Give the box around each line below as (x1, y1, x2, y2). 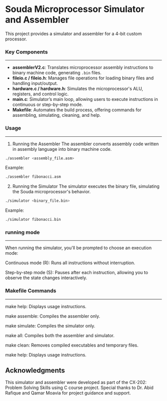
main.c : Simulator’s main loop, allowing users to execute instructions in (12, 96, 158, 102)
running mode (5, 229, 40, 236)
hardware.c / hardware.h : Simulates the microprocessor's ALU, (12, 86, 143, 92)
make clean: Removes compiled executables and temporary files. (5, 342, 139, 348)
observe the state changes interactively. (5, 275, 87, 281)
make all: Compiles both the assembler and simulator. (5, 332, 115, 338)
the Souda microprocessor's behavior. (12, 189, 91, 195)
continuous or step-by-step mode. (12, 101, 83, 108)
